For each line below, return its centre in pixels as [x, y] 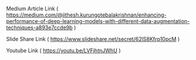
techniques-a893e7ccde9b [39, 27]
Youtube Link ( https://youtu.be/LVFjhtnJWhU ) [64, 50]
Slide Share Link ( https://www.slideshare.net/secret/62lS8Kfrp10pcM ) [93, 39]
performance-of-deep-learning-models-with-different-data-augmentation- [98, 21]
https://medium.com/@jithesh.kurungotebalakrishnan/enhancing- [86, 15]
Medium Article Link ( [32, 9]
